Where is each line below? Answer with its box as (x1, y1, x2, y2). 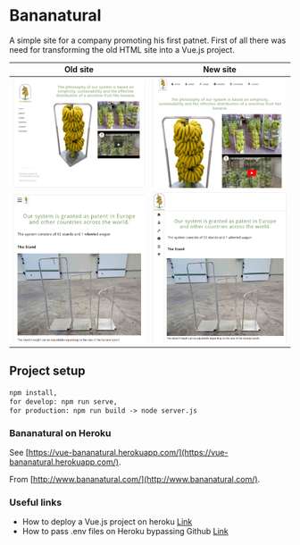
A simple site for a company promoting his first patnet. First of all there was (9, 35, 287, 46)
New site (203, 64, 237, 75)
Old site (63, 64, 94, 75)
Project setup (9, 364, 87, 379)
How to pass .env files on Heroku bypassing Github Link (21, 526, 229, 537)
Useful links (9, 496, 62, 508)
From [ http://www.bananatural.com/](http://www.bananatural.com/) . (9, 474, 261, 485)
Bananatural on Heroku (9, 426, 112, 439)
